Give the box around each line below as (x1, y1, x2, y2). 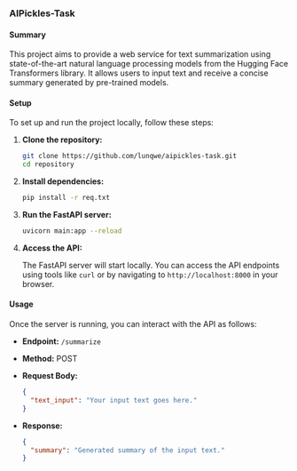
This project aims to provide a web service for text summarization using (9, 49, 271, 60)
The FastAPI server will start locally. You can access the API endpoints (21, 259, 280, 270)
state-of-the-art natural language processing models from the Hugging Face (9, 59, 289, 69)
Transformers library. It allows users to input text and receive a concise (9, 68, 269, 78)
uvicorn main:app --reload (21, 226, 122, 235)
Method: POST (21, 354, 78, 364)
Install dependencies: (21, 176, 105, 187)
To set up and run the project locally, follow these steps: (9, 117, 215, 128)
